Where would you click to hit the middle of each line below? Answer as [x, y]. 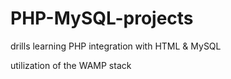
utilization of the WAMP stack [71, 65]
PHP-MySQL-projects [102, 18]
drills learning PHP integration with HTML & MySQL [116, 46]
